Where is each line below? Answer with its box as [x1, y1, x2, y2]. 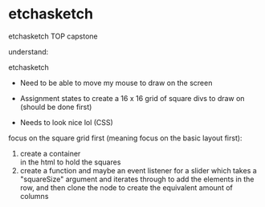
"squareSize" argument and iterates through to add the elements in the [19, 174, 255, 184]
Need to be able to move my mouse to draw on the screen [19, 78, 213, 87]
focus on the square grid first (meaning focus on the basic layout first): [8, 133, 243, 143]
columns [19, 191, 49, 201]
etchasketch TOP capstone [8, 31, 98, 41]
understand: [8, 47, 49, 56]
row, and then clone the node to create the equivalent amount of [19, 182, 233, 193]
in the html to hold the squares [19, 157, 121, 167]
